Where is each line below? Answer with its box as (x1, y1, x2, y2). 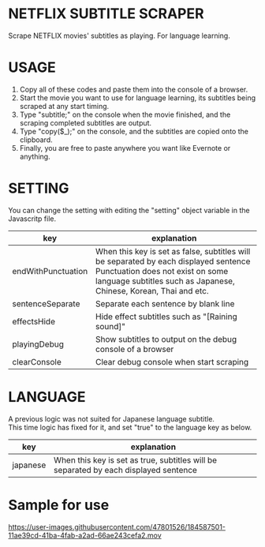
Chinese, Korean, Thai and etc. (95, 285, 209, 296)
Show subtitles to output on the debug (95, 333, 237, 344)
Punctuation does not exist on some (95, 265, 229, 276)
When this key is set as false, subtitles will (95, 245, 251, 257)
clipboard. (19, 135, 53, 144)
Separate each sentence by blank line (95, 298, 235, 309)
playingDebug (12, 339, 65, 350)
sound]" (95, 320, 126, 332)
